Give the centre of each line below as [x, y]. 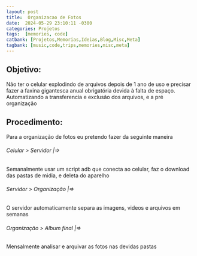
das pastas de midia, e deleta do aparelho [58, 175]
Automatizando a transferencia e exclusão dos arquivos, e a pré [85, 97]
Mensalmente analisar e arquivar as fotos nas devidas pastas [81, 246]
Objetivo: [24, 70]
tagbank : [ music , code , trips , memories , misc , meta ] [68, 46]
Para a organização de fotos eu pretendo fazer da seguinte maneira [90, 136]
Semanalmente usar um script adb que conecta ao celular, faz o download [98, 169]
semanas [17, 214]
